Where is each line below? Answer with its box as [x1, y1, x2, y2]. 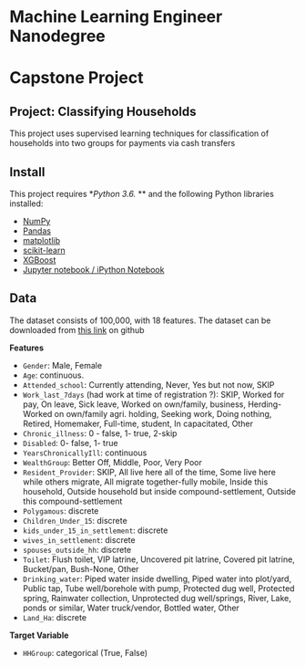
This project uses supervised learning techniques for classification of [9, 128, 269, 139]
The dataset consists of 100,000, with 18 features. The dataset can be [9, 315, 271, 326]
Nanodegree [9, 26, 107, 47]
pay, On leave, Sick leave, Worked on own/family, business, [22, 399, 247, 410]
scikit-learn [22, 245, 66, 255]
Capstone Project [9, 68, 144, 89]
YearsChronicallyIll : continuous [22, 447, 147, 458]
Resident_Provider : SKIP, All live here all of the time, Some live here [22, 466, 276, 477]
